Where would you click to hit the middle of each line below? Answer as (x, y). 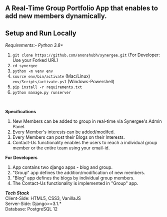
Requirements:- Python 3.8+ (34, 45)
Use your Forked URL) (35, 60)
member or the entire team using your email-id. (61, 148)
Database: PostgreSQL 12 (31, 209)
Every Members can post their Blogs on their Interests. (68, 137)
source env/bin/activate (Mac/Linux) (51, 76)
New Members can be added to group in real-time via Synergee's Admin (87, 121)
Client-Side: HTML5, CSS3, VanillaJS (43, 198)
